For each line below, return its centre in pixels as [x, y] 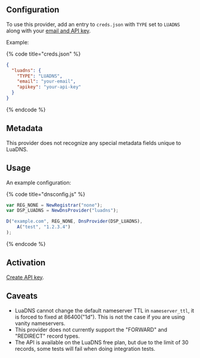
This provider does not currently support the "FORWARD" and [91, 329]
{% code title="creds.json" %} [44, 54]
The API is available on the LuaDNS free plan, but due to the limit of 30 [101, 342]
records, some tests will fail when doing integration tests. [85, 348]
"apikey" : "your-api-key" [49, 87]
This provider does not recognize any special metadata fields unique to [94, 142]
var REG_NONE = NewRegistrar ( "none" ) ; [54, 205]
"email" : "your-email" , [47, 81]
